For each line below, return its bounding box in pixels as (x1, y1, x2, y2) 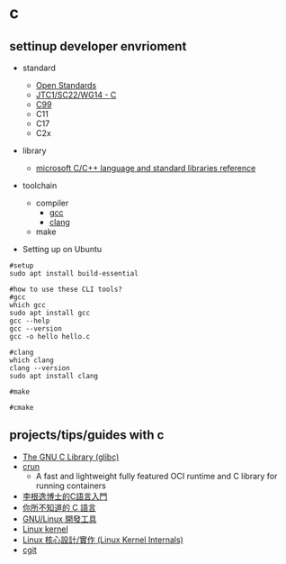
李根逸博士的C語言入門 (22, 490, 108, 502)
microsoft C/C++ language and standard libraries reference (35, 163, 256, 173)
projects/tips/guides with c (9, 427, 165, 443)
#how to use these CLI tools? (9, 285, 123, 294)
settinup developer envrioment (9, 39, 187, 54)
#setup (9, 261, 34, 270)
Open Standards (35, 80, 97, 90)
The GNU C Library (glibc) (22, 451, 120, 462)
